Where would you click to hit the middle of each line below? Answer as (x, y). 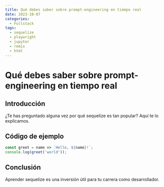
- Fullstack (22, 23)
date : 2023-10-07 (23, 14)
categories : (17, 19)
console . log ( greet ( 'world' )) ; (36, 152)
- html (16, 51)
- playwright (23, 37)
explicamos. (17, 121)
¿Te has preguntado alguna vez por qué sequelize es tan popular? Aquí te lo (82, 116)
